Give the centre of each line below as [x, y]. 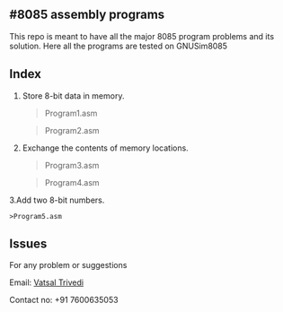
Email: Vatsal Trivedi [46, 282]
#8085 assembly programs [87, 15]
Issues [28, 244]
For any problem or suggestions [68, 265]
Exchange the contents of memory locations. [105, 148]
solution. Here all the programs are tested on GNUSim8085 [118, 46]
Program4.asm [72, 182]
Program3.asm [72, 165]
